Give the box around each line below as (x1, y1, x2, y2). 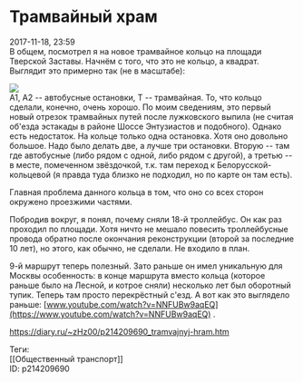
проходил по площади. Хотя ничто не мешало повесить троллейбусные (9, 223, 288, 234)
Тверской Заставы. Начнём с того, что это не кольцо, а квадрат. (9, 55, 259, 66)
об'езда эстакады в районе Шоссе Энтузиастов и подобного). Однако (9, 121, 282, 132)
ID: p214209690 (9, 363, 70, 374)
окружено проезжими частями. (9, 196, 133, 207)
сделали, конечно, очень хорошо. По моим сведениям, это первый (9, 102, 272, 113)
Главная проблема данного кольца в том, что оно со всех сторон (9, 186, 264, 197)
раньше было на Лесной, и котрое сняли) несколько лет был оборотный (9, 280, 292, 290)
